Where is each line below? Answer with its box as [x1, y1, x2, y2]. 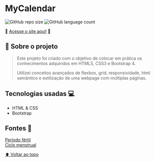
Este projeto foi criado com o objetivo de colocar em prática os [16, 55, 142, 61]
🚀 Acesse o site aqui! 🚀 [5, 28, 51, 34]
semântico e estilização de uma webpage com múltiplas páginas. [16, 75, 147, 81]
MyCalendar [5, 3, 56, 14]
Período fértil [5, 137, 31, 143]
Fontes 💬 [5, 124, 32, 132]
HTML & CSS [12, 105, 38, 111]
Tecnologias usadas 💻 [5, 90, 75, 98]
